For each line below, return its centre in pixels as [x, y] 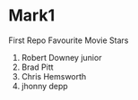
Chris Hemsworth [54, 76]
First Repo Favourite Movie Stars [69, 40]
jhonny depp [44, 86]
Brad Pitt [38, 67]
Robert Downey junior [61, 57]
